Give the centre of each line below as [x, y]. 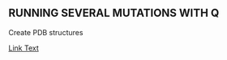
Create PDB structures [46, 32]
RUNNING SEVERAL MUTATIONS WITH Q [114, 13]
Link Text [24, 48]
